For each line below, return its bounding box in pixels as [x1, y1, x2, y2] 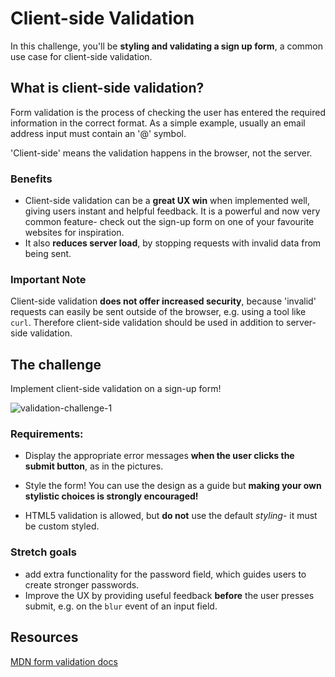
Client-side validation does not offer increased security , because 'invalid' [10, 295, 317, 307]
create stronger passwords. [24, 578, 140, 591]
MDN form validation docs [10, 655, 118, 667]
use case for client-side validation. [10, 50, 153, 62]
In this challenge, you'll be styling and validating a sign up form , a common [10, 40, 324, 52]
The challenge [10, 356, 102, 373]
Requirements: [10, 427, 84, 441]
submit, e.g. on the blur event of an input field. [24, 600, 218, 612]
